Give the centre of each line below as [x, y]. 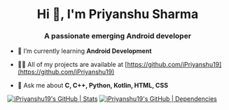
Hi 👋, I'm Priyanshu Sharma [118, 14]
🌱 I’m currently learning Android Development [84, 51]
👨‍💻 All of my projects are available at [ [72, 65]
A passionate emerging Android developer [118, 36]
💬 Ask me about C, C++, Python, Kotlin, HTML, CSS [93, 86]
